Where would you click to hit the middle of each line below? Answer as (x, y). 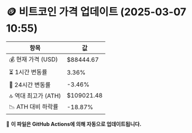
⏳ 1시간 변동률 (28, 72)
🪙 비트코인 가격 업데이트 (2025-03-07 (96, 12)
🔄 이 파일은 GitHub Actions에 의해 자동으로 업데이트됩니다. (74, 124)
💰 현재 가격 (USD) (34, 59)
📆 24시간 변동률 (30, 85)
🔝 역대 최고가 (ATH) (35, 96)
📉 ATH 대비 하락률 (34, 107)
